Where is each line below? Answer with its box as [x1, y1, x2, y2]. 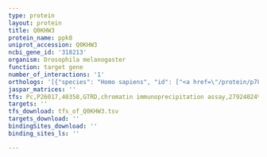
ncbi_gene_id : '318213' [8, 48, 87, 56]
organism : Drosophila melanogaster [8, 56, 126, 64]
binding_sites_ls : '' [8, 129, 80, 137]
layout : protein [8, 19, 62, 27]
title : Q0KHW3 [8, 26, 56, 34]
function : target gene [8, 63, 83, 71]
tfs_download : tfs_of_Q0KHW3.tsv [8, 108, 119, 116]
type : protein [8, 11, 56, 20]
